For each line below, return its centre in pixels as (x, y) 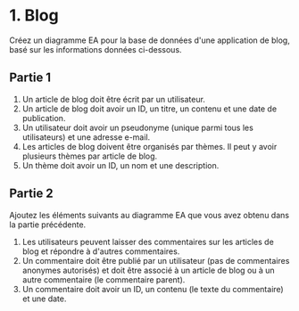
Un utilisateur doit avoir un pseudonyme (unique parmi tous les (138, 127)
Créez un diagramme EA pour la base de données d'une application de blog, (149, 40)
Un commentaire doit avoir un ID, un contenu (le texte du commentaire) (153, 289)
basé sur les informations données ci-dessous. (96, 49)
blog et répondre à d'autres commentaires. (101, 251)
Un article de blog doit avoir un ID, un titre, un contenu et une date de (149, 109)
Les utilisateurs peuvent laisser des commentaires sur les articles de (148, 241)
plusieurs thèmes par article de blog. (90, 156)
